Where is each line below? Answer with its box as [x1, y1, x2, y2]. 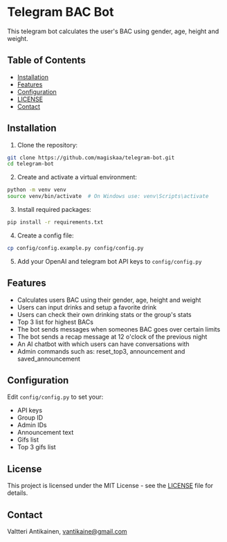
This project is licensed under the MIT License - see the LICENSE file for [7, 482, 213, 490]
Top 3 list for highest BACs [17, 318, 93, 326]
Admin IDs [17, 421, 47, 429]
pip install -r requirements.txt [7, 219, 104, 226]
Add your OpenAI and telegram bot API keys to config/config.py [17, 257, 202, 265]
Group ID [17, 413, 44, 422]
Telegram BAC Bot [7, 4, 114, 20]
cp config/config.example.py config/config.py [7, 244, 144, 251]
